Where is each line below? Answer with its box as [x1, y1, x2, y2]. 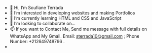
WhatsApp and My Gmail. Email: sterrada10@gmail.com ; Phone [9, 33, 140, 39]
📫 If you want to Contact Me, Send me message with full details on [9, 26, 147, 32]
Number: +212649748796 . [9, 39, 65, 44]
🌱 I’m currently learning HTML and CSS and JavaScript [9, 15, 122, 21]
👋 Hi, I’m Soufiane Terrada [9, 5, 63, 10]
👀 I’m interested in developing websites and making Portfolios [9, 10, 135, 16]
